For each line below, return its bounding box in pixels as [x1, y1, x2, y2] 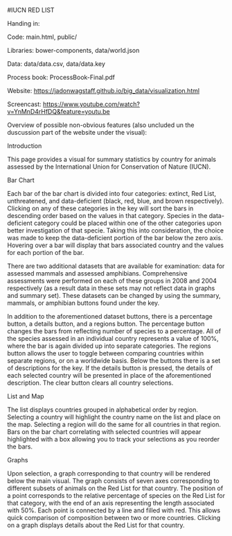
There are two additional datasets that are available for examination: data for [7, 262, 225, 270]
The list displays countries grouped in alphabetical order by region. [7, 405, 199, 414]
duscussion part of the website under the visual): [7, 128, 148, 136]
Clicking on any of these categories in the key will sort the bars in [7, 204, 194, 212]
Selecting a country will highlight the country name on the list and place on [7, 413, 221, 421]
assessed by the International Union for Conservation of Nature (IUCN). [7, 162, 211, 171]
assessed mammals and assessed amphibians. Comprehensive [7, 269, 188, 277]
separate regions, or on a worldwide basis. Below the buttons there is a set [7, 357, 221, 365]
